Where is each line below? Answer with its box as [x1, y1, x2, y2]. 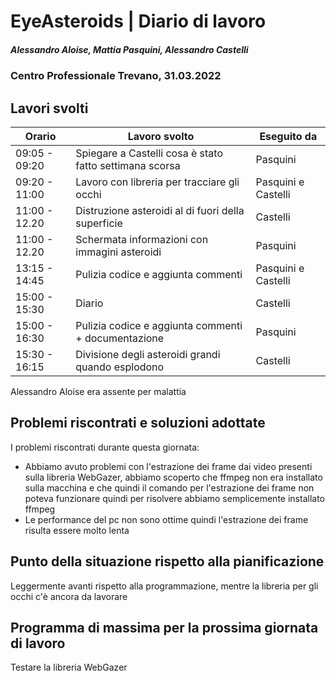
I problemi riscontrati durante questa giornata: [10, 441, 200, 453]
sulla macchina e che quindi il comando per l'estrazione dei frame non [24, 481, 315, 494]
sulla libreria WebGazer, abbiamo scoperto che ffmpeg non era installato [24, 471, 323, 483]
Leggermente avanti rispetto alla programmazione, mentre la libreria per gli [10, 580, 319, 592]
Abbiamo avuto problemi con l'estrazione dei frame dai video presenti [24, 460, 313, 472]
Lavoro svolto [127, 129, 195, 143]
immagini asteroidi [75, 245, 162, 259]
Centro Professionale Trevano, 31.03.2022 [10, 69, 222, 83]
